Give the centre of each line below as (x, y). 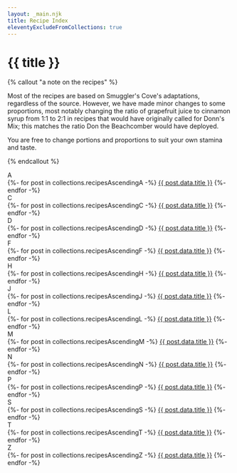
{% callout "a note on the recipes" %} (63, 82)
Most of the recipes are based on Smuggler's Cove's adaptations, (104, 96)
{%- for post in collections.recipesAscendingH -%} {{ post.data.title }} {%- (117, 274)
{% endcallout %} (33, 162)
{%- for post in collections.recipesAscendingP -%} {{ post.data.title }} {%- (117, 387)
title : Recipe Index (38, 21)
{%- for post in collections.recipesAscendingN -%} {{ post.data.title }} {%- (117, 365)
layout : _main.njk (35, 14)
